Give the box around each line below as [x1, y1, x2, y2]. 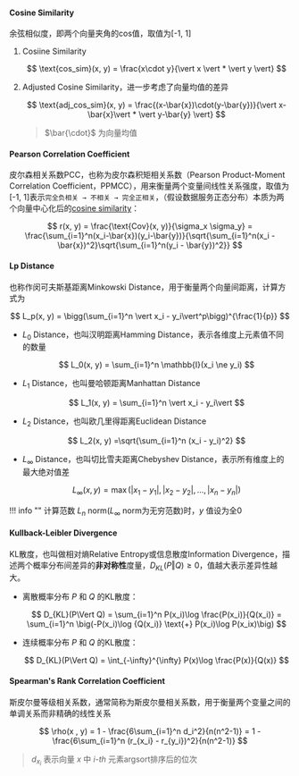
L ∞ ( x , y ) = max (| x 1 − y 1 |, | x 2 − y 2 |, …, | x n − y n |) [71, 484, 241, 497]
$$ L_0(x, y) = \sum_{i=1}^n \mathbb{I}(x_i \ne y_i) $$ [58, 359, 255, 370]
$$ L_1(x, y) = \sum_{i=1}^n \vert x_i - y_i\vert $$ [68, 398, 245, 409]
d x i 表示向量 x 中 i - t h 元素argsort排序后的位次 [30, 754, 198, 768]
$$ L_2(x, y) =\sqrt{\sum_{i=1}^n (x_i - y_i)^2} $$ [67, 435, 246, 446]
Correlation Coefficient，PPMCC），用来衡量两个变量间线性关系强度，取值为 [9, 181, 290, 191]
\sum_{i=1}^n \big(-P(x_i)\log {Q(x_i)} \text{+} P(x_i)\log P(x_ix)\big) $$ [26, 619, 287, 629]
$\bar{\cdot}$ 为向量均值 [44, 128, 137, 139]
